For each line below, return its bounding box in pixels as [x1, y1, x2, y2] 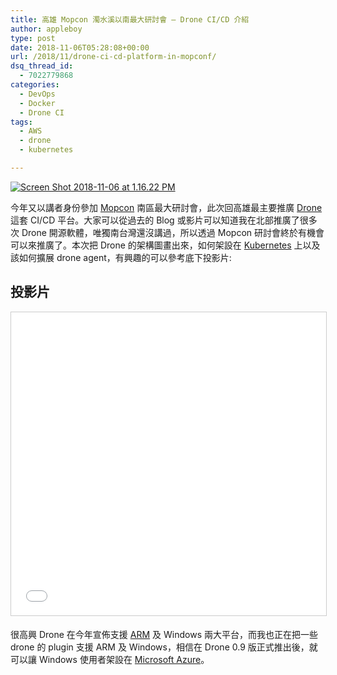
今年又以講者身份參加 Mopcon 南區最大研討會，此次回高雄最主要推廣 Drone [10, 201, 323, 213]
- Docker [19, 98, 56, 108]
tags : [10, 117, 33, 127]
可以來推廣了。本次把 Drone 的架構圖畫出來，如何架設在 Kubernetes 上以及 [10, 239, 321, 251]
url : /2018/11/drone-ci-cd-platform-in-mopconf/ [10, 52, 217, 62]
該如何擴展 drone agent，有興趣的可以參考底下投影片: [10, 251, 232, 263]
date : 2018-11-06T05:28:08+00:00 [10, 42, 150, 53]
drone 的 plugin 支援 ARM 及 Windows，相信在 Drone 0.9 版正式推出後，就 [10, 641, 318, 653]
